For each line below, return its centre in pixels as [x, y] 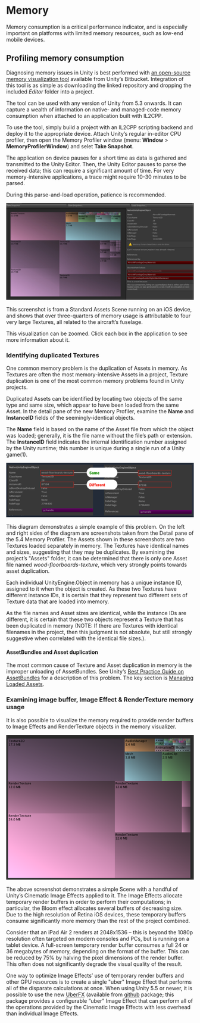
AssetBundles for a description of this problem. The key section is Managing [100, 678]
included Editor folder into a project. [50, 91]
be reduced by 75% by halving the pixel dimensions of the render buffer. [95, 958]
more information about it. [38, 339]
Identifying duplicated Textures [53, 355]
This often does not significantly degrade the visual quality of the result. [94, 964]
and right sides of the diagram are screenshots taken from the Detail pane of [100, 533]
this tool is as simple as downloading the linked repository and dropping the [99, 85]
